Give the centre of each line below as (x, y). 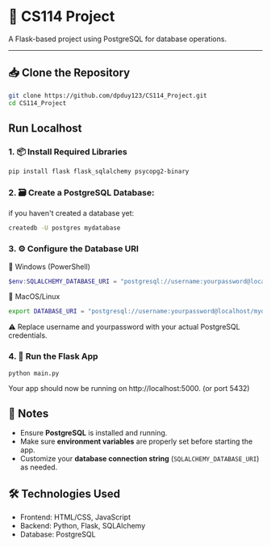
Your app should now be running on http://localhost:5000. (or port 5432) (129, 388)
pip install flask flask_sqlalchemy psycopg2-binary (99, 172)
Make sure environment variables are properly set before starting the (136, 442)
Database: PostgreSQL (58, 534)
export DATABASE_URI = (46, 311)
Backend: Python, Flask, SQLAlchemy (83, 526)
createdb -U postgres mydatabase (65, 228)
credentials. (28, 335)
